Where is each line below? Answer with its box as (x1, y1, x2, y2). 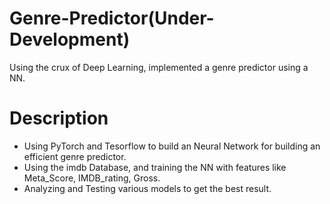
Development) (9, 28, 131, 51)
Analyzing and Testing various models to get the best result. (23, 182, 272, 194)
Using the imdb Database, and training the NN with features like (23, 161, 287, 173)
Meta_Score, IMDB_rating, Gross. (23, 172, 161, 184)
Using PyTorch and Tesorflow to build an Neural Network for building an (23, 140, 321, 152)
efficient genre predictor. (23, 150, 127, 162)
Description (9, 107, 109, 130)
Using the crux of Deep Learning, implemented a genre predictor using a (9, 61, 309, 73)
